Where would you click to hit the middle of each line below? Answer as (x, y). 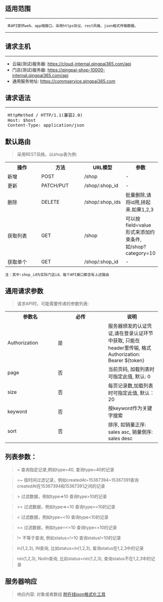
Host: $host (22, 120)
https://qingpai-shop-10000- (76, 70)
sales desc (121, 439)
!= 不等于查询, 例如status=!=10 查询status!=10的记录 (69, 538)
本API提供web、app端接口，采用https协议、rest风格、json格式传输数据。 (73, 26)
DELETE (50, 202)
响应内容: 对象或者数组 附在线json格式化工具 (61, 594)
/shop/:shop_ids (103, 202)
